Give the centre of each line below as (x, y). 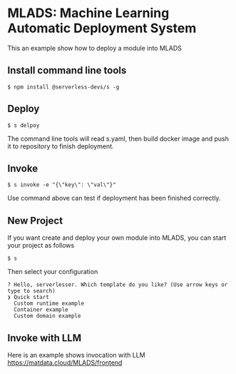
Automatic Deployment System (102, 28)
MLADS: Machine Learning (88, 13)
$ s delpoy (24, 125)
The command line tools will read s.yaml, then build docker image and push (118, 138)
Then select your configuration (53, 272)
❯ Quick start (29, 298)
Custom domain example (47, 316)
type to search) (31, 291)
